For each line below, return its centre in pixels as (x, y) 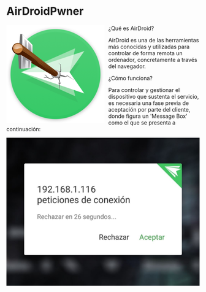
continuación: (24, 129)
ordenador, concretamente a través (153, 60)
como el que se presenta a (142, 122)
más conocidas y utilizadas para (149, 47)
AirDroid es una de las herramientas (154, 40)
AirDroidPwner (45, 11)
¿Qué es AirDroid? (131, 28)
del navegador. (127, 66)
